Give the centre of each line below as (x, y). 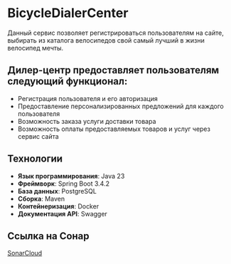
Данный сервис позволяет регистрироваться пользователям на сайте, (116, 33)
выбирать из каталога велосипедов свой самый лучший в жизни (106, 40)
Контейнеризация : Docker (58, 206)
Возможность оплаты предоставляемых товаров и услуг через (114, 129)
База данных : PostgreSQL (57, 191)
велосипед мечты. (36, 48)
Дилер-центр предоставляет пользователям (113, 70)
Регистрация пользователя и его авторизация (87, 98)
